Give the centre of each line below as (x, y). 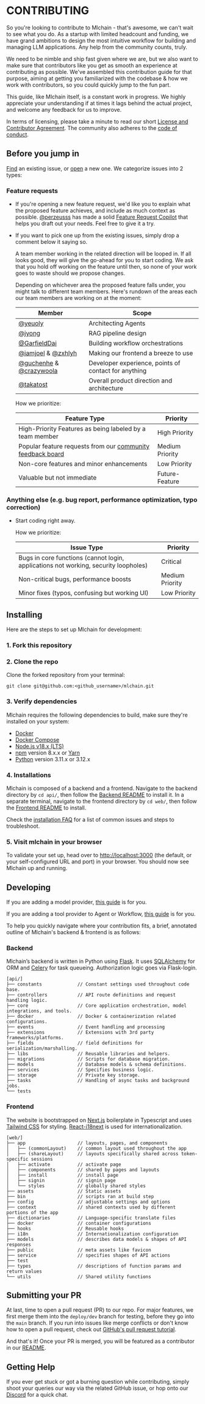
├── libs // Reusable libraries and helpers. (88, 1054)
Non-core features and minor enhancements (83, 464)
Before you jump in (43, 154)
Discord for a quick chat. (37, 1395)
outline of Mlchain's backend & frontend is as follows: (74, 932)
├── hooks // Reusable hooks (65, 1229)
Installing (24, 615)
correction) (23, 507)
